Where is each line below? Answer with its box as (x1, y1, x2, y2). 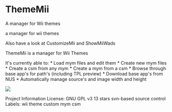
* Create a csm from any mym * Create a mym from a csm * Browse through (5, 65, 166, 71)
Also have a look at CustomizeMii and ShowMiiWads (5, 40, 116, 46)
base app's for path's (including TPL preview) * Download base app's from (5, 70, 163, 77)
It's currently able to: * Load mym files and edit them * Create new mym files (5, 60, 167, 66)
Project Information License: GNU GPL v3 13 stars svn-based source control (5, 95, 166, 101)
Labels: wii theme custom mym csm (5, 101, 81, 107)
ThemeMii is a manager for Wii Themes (5, 50, 89, 56)
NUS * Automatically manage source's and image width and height (5, 76, 147, 82)
